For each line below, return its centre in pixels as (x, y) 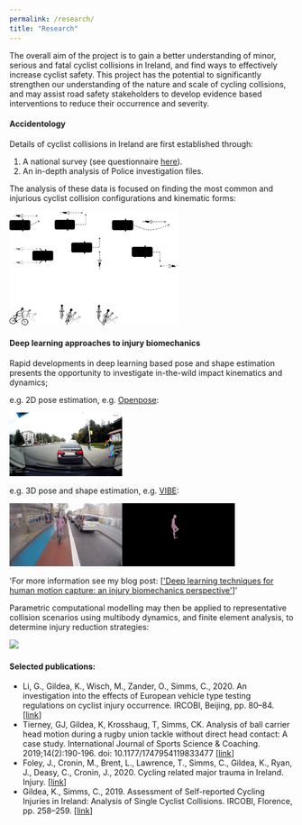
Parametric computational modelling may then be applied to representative (148, 608)
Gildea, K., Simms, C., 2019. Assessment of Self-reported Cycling (144, 792)
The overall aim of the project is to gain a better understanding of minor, (143, 55)
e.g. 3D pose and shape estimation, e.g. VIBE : (94, 490)
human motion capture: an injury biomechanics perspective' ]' (124, 591)
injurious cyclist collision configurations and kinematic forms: (123, 197)
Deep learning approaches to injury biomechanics (105, 344)
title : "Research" (44, 28)
